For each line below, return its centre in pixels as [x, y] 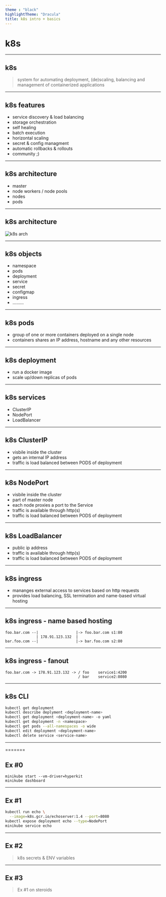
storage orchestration [34, 122]
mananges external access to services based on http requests [76, 590]
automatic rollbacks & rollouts [42, 148]
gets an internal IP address [40, 457]
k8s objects [23, 254]
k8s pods [20, 323]
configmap [23, 292]
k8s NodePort [27, 483]
